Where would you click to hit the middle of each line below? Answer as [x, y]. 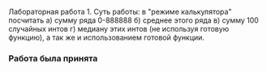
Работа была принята [53, 58]
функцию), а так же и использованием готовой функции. [107, 37]
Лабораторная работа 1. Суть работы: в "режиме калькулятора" [120, 12]
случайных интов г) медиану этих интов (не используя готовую [119, 29]
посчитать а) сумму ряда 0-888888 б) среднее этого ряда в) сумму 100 [134, 20]
